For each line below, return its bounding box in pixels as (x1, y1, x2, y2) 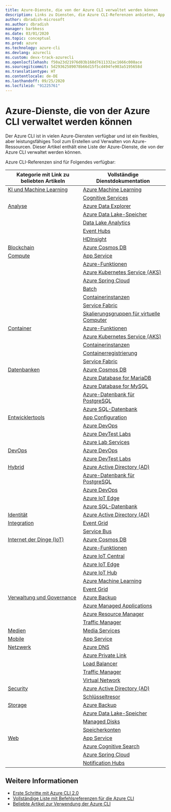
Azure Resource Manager (83, 610, 144, 618)
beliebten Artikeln (20, 177, 65, 184)
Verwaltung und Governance (8, 594, 77, 601)
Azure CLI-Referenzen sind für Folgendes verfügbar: (5, 159, 116, 165)
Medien (8, 627, 26, 634)
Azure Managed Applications (83, 602, 153, 609)
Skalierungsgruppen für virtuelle (83, 310, 160, 317)
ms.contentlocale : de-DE (5, 74, 58, 79)
